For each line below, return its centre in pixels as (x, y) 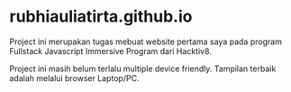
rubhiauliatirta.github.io (101, 17)
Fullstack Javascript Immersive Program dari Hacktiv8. (110, 51)
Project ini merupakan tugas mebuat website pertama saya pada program (145, 41)
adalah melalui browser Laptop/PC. (74, 78)
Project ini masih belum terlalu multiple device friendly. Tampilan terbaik (143, 69)
